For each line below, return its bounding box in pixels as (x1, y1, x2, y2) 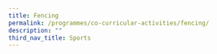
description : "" (8, 26, 62, 34)
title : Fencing (8, 11, 59, 20)
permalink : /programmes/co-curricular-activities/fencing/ (8, 19, 210, 27)
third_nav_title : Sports (8, 33, 91, 42)
